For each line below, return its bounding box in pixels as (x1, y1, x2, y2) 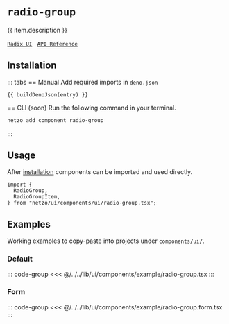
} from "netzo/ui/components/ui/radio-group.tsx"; (7, 200, 157, 207)
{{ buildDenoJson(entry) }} (7, 91, 89, 99)
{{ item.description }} (7, 26, 68, 34)
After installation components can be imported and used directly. (7, 168, 193, 176)
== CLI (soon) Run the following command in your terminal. (7, 103, 177, 112)
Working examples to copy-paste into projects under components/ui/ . (7, 237, 205, 245)
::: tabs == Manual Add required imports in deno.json (7, 78, 158, 86)
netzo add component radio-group (7, 117, 104, 123)
